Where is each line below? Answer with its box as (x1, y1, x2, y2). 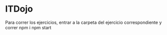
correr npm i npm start (5, 24, 51, 30)
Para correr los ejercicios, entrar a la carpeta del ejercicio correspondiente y (5, 19, 162, 25)
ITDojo (5, 3, 33, 15)
